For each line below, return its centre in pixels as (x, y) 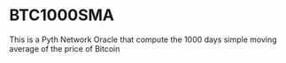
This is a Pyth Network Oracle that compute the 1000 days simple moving (143, 39)
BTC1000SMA (62, 15)
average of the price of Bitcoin (65, 48)
